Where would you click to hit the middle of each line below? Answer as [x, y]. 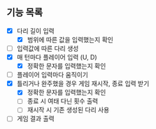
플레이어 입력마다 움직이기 [52, 75]
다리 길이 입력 [35, 31]
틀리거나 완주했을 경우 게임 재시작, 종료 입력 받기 [83, 83]
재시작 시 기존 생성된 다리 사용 [68, 110]
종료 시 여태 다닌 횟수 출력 [63, 101]
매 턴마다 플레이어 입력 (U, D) [57, 57]
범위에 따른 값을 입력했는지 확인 [70, 39]
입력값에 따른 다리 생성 [48, 48]
